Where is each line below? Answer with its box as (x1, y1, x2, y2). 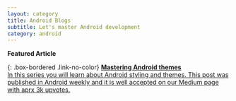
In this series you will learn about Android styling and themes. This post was (7, 71, 229, 79)
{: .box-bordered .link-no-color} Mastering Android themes (7, 63, 182, 71)
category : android (7, 30, 61, 37)
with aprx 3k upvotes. (7, 85, 71, 94)
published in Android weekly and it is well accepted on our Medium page (7, 78, 219, 87)
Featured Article (7, 49, 57, 58)
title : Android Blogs (7, 17, 71, 24)
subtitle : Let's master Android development (7, 23, 141, 30)
